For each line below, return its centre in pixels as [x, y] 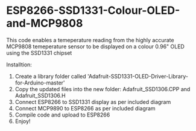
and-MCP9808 [45, 23]
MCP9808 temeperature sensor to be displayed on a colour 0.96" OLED [96, 46]
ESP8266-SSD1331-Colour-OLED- [93, 11]
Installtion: [19, 65]
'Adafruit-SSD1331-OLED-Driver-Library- [138, 76]
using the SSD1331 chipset [39, 53]
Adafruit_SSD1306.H [40, 95]
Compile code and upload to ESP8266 [62, 115]
